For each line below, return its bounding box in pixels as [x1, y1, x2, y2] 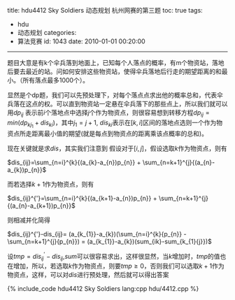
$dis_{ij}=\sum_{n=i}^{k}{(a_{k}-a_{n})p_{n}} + [7, 158, 141, 166]
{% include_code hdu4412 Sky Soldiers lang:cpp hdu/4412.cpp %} [7, 285, 199, 293]
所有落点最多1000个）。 [22, 76, 90, 84]
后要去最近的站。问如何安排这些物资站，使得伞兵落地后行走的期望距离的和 [7, 67, 222, 76]
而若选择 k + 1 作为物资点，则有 [7, 180, 94, 188]
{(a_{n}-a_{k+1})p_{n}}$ [7, 201, 76, 210]
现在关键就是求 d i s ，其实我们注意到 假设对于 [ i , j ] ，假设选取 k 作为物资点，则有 [7, 144, 227, 152]
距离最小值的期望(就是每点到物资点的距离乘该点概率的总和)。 [31, 129, 208, 138]
